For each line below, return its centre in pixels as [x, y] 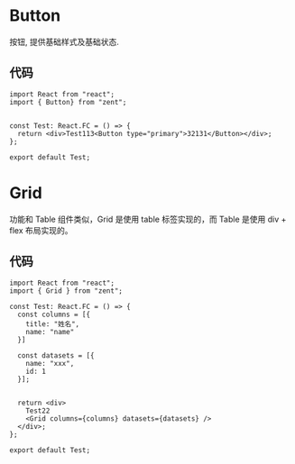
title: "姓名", [53, 324]
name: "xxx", [50, 363]
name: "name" [50, 332]
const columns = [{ [54, 314]
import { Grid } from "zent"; [66, 291]
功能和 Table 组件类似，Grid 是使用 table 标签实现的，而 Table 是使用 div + [148, 219]
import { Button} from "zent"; [68, 102]
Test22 [38, 411]
